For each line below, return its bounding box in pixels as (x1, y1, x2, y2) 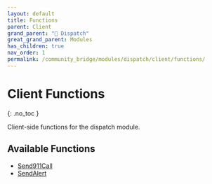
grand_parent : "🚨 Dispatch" (7, 29, 90, 37)
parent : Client (7, 23, 52, 30)
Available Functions (7, 143, 96, 155)
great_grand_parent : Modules (7, 36, 93, 43)
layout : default (7, 10, 55, 17)
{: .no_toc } (7, 109, 39, 118)
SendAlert (17, 169, 47, 177)
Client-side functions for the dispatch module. (7, 122, 140, 131)
